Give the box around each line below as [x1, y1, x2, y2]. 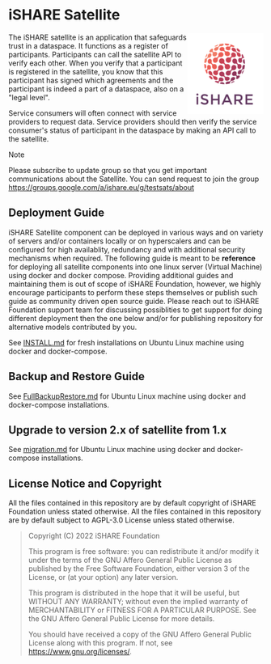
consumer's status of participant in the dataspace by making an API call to [8, 125, 256, 135]
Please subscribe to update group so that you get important [8, 165, 208, 175]
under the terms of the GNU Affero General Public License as [28, 556, 232, 565]
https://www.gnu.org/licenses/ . [28, 647, 132, 657]
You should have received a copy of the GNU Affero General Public [28, 629, 252, 640]
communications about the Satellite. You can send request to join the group [8, 174, 260, 184]
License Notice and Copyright [8, 476, 162, 490]
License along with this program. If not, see [28, 638, 173, 648]
